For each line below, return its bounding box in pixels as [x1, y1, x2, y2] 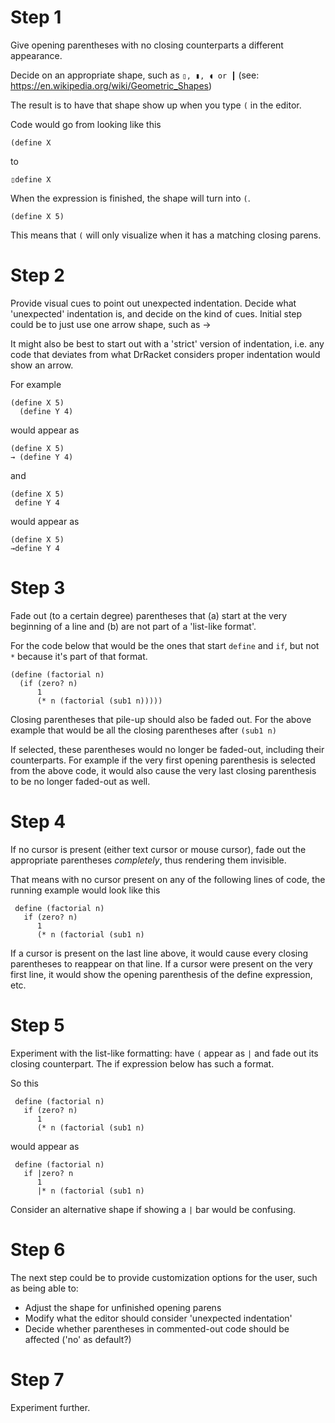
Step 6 [10, 1238, 66, 1261]
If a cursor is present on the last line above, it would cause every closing [10, 947, 309, 959]
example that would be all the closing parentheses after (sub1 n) [10, 724, 277, 736]
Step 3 [10, 577, 66, 600]
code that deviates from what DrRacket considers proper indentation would [10, 348, 321, 360]
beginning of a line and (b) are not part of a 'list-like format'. [10, 620, 257, 632]
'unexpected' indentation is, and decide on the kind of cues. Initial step [10, 307, 303, 320]
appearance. [10, 49, 63, 61]
